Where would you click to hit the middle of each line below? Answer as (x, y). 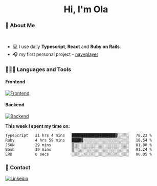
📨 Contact (18, 168)
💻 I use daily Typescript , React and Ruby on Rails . (67, 46)
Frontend (15, 82)
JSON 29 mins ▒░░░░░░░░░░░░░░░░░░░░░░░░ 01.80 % (79, 145)
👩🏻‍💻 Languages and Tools (38, 69)
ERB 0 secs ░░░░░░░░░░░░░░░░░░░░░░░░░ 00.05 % (79, 154)
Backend (15, 105)
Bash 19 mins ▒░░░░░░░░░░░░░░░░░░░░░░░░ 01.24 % (79, 150)
